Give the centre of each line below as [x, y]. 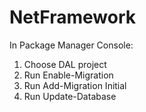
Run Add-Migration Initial [75, 85]
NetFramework [73, 17]
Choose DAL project [65, 64]
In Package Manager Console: [71, 45]
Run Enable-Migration [68, 75]
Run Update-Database [70, 96]
